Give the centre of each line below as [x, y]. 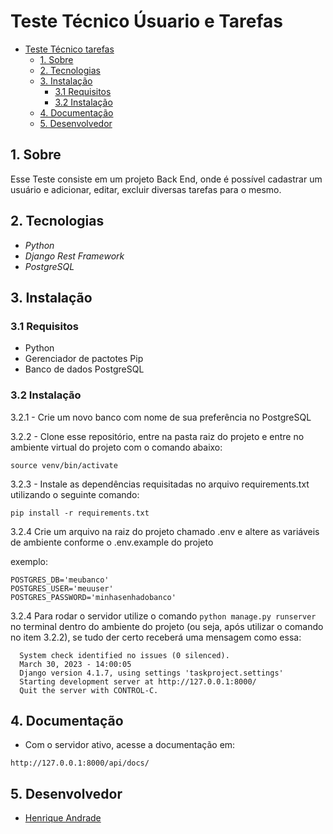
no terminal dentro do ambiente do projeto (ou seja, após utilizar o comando [167, 626]
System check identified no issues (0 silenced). [124, 655]
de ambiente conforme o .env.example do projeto [112, 542]
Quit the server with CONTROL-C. [89, 690]
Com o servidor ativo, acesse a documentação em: [130, 745]
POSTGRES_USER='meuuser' [62, 588]
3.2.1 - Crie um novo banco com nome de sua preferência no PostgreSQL [161, 417]
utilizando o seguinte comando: [75, 494]
